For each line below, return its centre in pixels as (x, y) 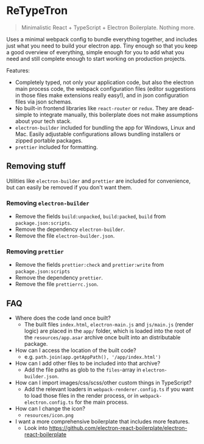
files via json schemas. (44, 102)
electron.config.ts (49, 403)
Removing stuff (36, 166)
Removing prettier (35, 252)
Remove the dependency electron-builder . (70, 230)
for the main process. (102, 402)
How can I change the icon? (50, 409)
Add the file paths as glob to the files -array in (83, 370)
